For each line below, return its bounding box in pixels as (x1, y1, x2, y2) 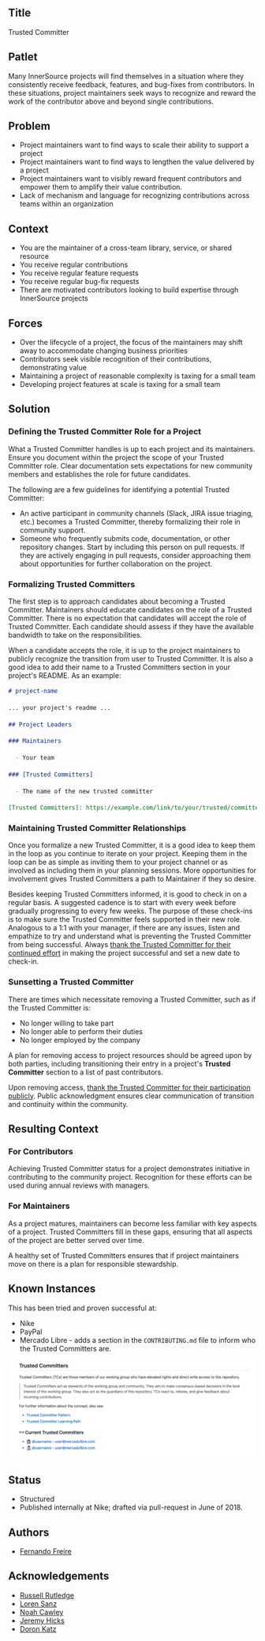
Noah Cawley (19, 1607, 64, 1616)
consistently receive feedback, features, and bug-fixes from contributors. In (8, 79, 255, 89)
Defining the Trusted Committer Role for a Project (8, 426, 202, 438)
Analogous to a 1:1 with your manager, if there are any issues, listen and (8, 923, 241, 933)
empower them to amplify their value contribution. (19, 182, 183, 192)
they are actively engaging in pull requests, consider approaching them (19, 550, 251, 560)
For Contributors (8, 1146, 73, 1158)
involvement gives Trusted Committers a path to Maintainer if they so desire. (8, 874, 256, 884)
